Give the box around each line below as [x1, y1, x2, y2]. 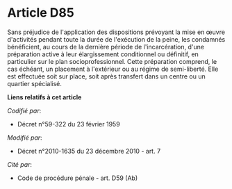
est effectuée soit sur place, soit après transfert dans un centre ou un [7, 72, 206, 81]
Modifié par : [7, 133, 43, 142]
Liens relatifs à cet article [7, 92, 82, 101]
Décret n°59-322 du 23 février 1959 [17, 120, 120, 128]
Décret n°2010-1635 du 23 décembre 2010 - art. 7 [17, 147, 161, 155]
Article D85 [7, 5, 74, 21]
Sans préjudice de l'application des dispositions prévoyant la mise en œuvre [7, 28, 226, 36]
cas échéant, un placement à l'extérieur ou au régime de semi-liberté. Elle [7, 65, 219, 73]
